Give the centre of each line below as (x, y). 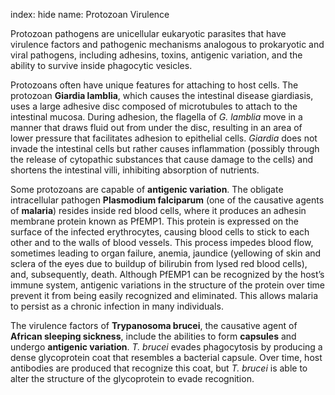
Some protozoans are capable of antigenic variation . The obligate (147, 189)
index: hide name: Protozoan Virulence (90, 14)
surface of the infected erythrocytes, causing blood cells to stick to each (160, 232)
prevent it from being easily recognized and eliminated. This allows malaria (164, 295)
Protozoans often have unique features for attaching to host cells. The (154, 85)
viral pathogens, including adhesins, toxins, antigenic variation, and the (156, 55)
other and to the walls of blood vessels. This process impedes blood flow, (162, 242)
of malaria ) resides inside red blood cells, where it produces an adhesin (158, 210)
